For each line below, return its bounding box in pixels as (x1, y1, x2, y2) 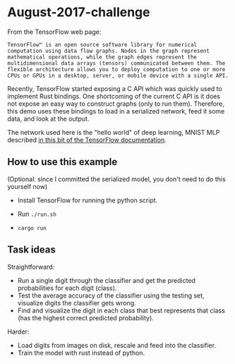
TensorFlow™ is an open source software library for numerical (7, 41, 198, 48)
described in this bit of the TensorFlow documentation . (7, 135, 167, 144)
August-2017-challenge (7, 4, 150, 20)
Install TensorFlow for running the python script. (17, 195, 158, 205)
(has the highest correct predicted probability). (17, 313, 154, 322)
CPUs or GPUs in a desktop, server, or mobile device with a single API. (7, 72, 229, 79)
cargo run (17, 224, 47, 231)
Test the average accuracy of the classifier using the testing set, (17, 291, 205, 300)
